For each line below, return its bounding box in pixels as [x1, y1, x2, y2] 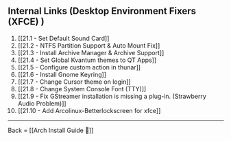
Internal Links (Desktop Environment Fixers [8, 5, 197, 17]
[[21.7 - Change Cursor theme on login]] [17, 78, 131, 86]
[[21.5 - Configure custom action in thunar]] [17, 63, 141, 71]
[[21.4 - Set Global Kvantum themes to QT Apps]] [17, 56, 157, 64]
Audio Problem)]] [17, 99, 67, 108]
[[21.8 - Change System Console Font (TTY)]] [17, 84, 147, 93]
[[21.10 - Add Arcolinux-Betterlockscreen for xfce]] [17, 106, 161, 114]
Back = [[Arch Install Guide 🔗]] [8, 126, 94, 134]
